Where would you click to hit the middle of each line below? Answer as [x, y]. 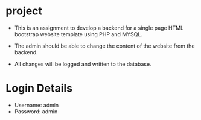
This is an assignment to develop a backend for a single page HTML [99, 28]
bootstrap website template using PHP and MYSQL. [78, 34]
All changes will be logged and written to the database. [83, 64]
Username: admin [37, 105]
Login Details [39, 88]
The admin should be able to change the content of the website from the [104, 46]
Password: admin [36, 111]
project [24, 11]
